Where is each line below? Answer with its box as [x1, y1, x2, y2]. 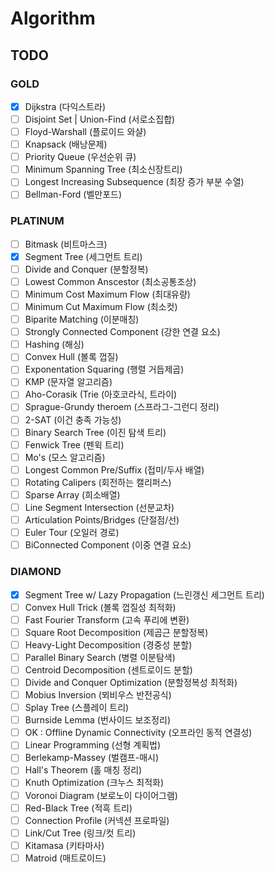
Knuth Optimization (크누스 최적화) [24, 777, 165, 789]
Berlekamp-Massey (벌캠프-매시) [24, 752, 159, 764]
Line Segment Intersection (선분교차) [24, 501, 175, 513]
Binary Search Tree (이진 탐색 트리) [24, 426, 167, 438]
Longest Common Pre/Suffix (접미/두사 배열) [24, 463, 205, 476]
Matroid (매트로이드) [24, 852, 107, 864]
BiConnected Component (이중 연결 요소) [24, 539, 192, 551]
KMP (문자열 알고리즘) [24, 376, 113, 388]
